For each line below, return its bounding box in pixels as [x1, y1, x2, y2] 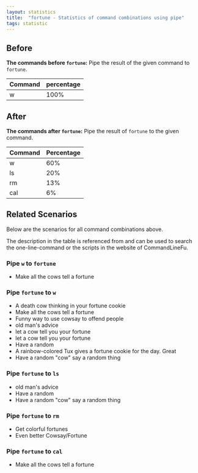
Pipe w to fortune [6, 259, 56, 268]
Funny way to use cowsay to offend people [15, 315, 124, 323]
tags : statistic [6, 20, 48, 26]
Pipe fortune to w [6, 288, 56, 297]
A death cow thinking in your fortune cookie [15, 302, 126, 309]
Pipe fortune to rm [6, 411, 59, 420]
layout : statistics [6, 9, 56, 15]
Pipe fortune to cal [6, 447, 63, 455]
